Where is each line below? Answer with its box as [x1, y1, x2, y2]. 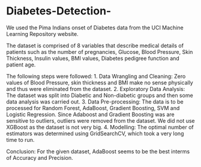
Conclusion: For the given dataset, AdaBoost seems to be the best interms [6, 148, 190, 155]
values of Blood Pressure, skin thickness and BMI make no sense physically [6, 79, 193, 86]
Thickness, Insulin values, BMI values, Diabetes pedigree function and [6, 54, 180, 62]
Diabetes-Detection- [6, 4, 112, 18]
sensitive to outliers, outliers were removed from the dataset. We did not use [6, 117, 195, 124]
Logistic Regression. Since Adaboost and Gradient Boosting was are [6, 111, 175, 118]
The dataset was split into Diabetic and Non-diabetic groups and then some [6, 92, 193, 99]
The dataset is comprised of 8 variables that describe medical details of [6, 42, 184, 49]
